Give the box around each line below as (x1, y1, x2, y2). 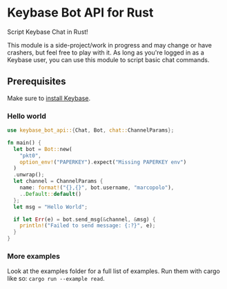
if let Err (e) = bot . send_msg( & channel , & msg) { (13, 216, 156, 223)
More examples (7, 251, 61, 261)
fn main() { (7, 139, 41, 146)
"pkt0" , (19, 152, 41, 159)
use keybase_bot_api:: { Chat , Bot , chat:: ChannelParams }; (7, 127, 175, 134)
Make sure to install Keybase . (7, 94, 91, 102)
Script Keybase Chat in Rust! (7, 28, 88, 36)
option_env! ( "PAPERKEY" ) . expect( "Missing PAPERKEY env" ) (19, 159, 187, 166)
